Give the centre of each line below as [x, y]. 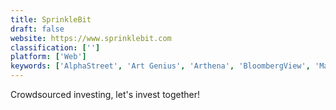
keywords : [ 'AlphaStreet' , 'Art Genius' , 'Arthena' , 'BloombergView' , [160, 66]
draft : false [37, 29]
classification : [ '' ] [55, 47]
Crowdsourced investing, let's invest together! [105, 94]
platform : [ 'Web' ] [48, 57]
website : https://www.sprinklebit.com [91, 38]
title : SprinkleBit [51, 19]
